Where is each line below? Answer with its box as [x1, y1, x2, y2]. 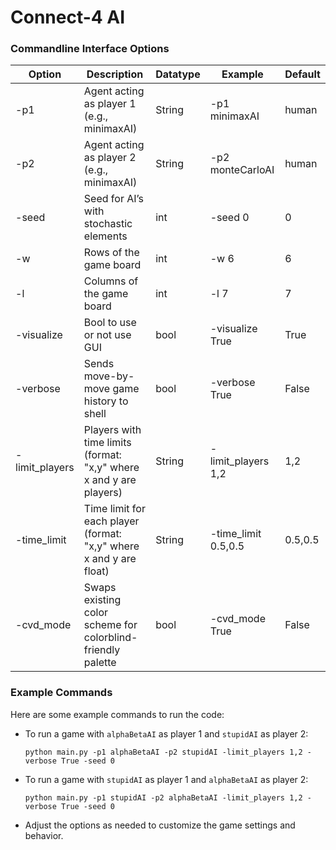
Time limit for [83, 502, 146, 516]
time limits [83, 436, 132, 450]
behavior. [24, 829, 64, 841]
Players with [83, 423, 142, 437]
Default [284, 67, 321, 81]
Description [86, 67, 144, 81]
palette [83, 656, 117, 670]
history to [83, 394, 129, 408]
